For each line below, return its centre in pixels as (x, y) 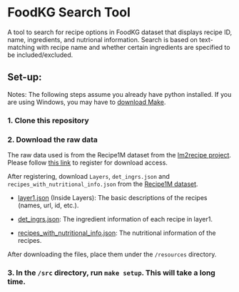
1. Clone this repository (48, 120)
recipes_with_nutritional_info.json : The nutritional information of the (117, 233)
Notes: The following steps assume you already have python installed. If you (119, 94)
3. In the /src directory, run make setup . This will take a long (111, 273)
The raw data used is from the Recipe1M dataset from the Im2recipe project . (119, 155)
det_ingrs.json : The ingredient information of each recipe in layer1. (115, 219)
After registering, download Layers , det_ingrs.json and (88, 176)
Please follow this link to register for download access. (87, 162)
